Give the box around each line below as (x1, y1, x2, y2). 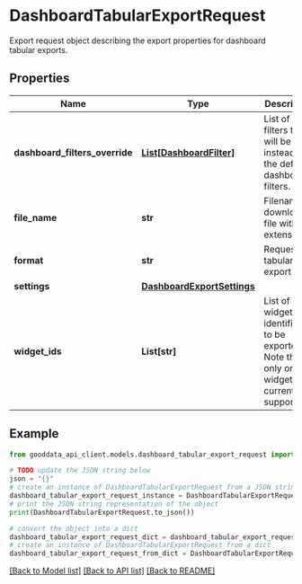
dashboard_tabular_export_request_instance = (9, 491, 182, 500)
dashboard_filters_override (13, 146, 133, 158)
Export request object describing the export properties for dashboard (9, 35, 267, 46)
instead (263, 146, 295, 158)
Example (9, 426, 59, 441)
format (13, 253, 44, 266)
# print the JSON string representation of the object (9, 500, 219, 509)
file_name (13, 211, 58, 224)
